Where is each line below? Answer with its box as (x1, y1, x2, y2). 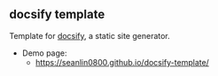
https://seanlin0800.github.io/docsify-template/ (35, 57, 210, 67)
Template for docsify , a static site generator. (9, 30, 170, 41)
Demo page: (21, 48, 68, 58)
